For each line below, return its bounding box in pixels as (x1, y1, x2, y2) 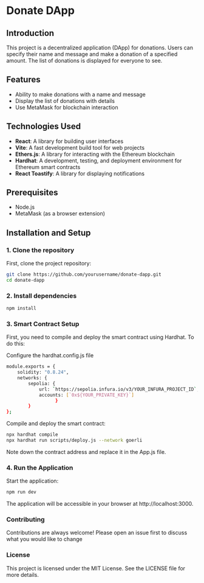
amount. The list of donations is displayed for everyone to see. (6, 57, 163, 64)
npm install (6, 305, 36, 312)
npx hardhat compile (6, 431, 59, 438)
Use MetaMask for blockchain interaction (15, 103, 118, 111)
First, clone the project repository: (6, 260, 92, 267)
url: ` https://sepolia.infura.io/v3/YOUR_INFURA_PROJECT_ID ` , (38, 386, 200, 393)
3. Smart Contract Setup (6, 319, 80, 328)
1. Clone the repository (6, 246, 75, 254)
